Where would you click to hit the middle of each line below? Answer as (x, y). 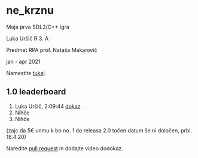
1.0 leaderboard (36, 92)
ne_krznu (30, 10)
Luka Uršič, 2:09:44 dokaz (48, 106)
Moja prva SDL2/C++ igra (38, 27)
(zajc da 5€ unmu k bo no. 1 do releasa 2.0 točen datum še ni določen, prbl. (99, 130)
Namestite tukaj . (26, 73)
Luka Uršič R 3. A (28, 38)
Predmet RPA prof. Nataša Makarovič (52, 50)
